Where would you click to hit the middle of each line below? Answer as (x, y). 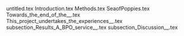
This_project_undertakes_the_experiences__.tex (64, 21)
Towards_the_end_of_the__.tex (43, 15)
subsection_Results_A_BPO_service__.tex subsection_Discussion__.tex (92, 27)
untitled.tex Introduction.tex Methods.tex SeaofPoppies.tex (78, 9)
